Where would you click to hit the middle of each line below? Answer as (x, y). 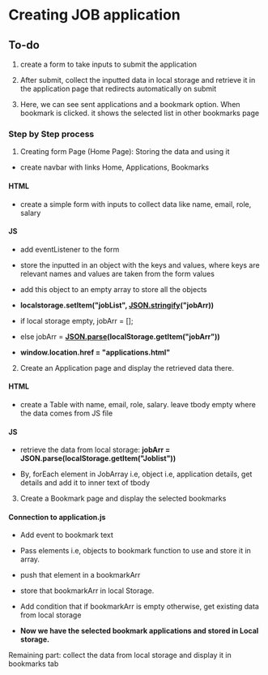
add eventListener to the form (70, 249)
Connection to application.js (57, 517)
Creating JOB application (94, 15)
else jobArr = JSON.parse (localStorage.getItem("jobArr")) (120, 336)
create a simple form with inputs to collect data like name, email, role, (136, 204)
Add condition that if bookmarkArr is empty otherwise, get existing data (139, 607)
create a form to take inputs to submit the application (108, 64)
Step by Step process (51, 134)
